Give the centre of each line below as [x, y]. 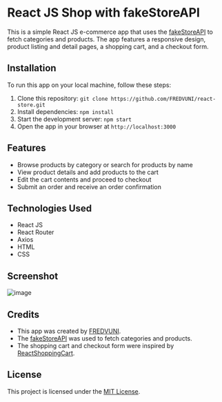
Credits [23, 315]
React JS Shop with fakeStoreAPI [103, 13]
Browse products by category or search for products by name [105, 164]
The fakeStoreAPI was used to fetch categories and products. [105, 338]
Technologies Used [49, 208]
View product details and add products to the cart [88, 172]
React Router [36, 232]
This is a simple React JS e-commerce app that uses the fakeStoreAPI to [110, 32]
